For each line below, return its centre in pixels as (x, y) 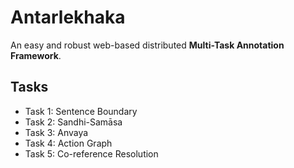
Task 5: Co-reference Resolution (91, 153)
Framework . (36, 55)
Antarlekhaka (68, 17)
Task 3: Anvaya (56, 132)
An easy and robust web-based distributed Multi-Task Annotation (147, 45)
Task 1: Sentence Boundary (81, 111)
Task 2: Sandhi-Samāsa (73, 122)
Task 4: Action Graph (68, 143)
